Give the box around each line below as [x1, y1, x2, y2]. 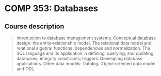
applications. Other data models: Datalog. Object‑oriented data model [16, 61, 156, 66]
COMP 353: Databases [4, 3, 98, 14]
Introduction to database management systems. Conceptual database [16, 35, 156, 41]
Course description [4, 22, 64, 30]
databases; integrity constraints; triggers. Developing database [16, 56, 143, 61]
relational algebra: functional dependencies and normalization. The [16, 46, 151, 51]
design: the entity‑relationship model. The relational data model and [16, 40, 152, 46]
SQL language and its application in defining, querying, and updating [16, 50, 154, 56]
